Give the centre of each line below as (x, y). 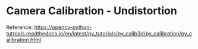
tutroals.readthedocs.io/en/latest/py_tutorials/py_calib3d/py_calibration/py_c (99, 33)
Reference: (20, 27)
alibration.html (24, 40)
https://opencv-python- (63, 27)
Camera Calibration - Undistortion (92, 11)
